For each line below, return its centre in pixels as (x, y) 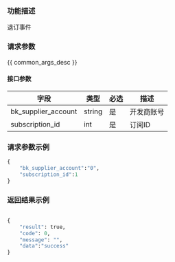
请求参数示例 (28, 147)
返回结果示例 (28, 199)
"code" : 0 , (35, 233)
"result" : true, (43, 227)
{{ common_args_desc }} (42, 62)
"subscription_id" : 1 (49, 174)
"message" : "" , (41, 240)
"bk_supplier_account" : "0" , (59, 168)
